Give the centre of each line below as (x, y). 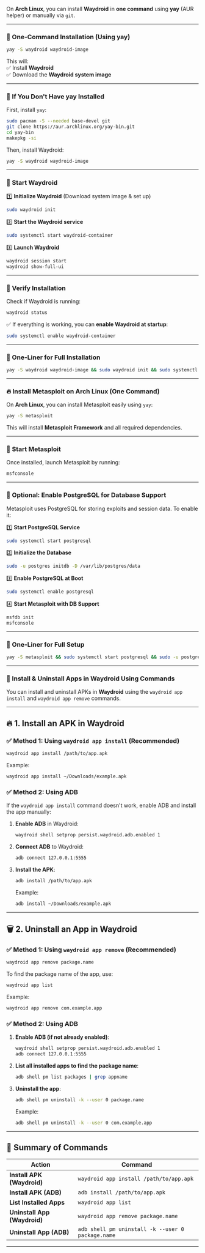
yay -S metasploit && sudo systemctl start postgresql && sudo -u (92, 657)
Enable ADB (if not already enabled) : (62, 1037)
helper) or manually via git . (41, 15)
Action (41, 1165)
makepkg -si (21, 138)
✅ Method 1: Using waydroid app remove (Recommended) (92, 950)
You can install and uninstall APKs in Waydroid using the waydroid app (95, 692)
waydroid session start (37, 261)
